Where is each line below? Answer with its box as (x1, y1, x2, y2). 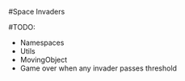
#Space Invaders (8, 7, 65, 16)
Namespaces (19, 38, 65, 47)
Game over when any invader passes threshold (19, 63, 178, 73)
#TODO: (8, 22, 36, 31)
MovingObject (19, 55, 68, 64)
